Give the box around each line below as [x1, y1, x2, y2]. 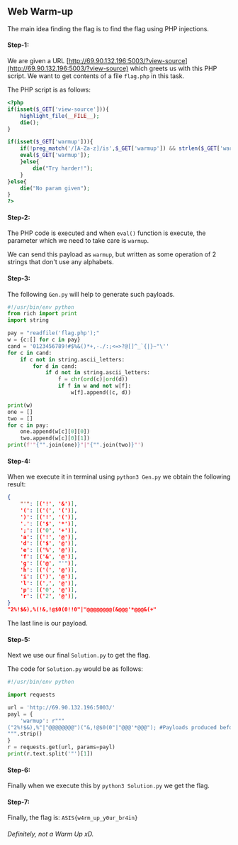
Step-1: [7, 40, 30, 49]
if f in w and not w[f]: [57, 383, 132, 390]
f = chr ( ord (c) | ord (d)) [57, 376, 129, 383]
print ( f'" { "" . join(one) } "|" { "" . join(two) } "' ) [7, 442, 144, 449]
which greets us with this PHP [130, 64, 217, 73]
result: [7, 480, 26, 489]
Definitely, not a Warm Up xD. [7, 829, 94, 838]
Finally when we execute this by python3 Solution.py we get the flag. [7, 781, 210, 790]
